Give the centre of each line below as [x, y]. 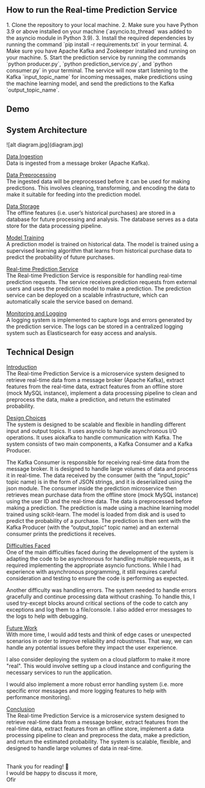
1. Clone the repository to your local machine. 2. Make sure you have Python [102, 24]
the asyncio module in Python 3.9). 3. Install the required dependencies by [100, 38]
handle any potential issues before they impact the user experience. [92, 647]
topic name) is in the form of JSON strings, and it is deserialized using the [99, 482]
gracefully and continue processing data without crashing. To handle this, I [100, 596]
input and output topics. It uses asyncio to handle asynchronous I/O [92, 430]
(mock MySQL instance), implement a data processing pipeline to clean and [102, 393]
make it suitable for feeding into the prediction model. [74, 195]
